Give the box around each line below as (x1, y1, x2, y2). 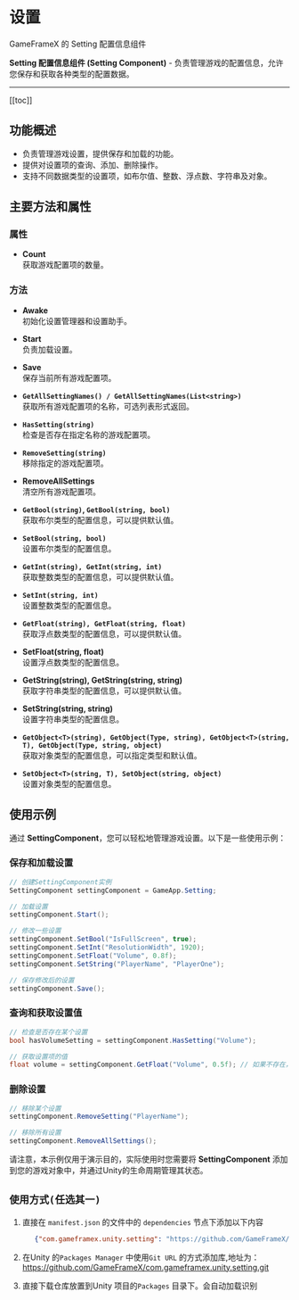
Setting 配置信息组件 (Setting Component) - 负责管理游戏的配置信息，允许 (9, 57, 284, 68)
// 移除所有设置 (9, 1129, 61, 1138)
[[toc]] (9, 95, 33, 105)
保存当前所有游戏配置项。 (21, 372, 117, 383)
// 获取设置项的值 (9, 1052, 69, 1061)
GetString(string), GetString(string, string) (21, 675, 183, 685)
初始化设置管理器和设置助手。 (21, 315, 132, 326)
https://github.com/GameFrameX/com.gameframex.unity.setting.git (21, 1262, 270, 1272)
